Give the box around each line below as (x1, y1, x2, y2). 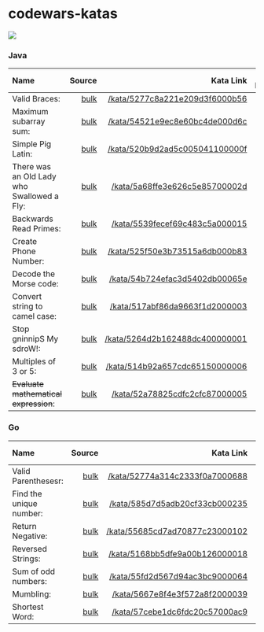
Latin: (12, 149, 33, 160)
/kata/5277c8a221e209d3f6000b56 (107, 94, 247, 105)
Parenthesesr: (12, 475, 64, 486)
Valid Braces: (12, 94, 60, 105)
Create (12, 236, 38, 247)
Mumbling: (12, 588, 52, 599)
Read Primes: (12, 224, 61, 235)
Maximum (12, 106, 49, 117)
